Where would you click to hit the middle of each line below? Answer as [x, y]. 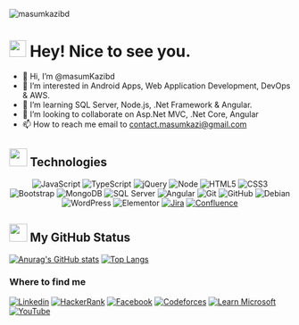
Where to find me [48, 282]
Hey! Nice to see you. [111, 51]
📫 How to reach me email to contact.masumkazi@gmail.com [134, 124]
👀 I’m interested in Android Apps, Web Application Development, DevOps [156, 86]
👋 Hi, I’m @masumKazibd [69, 76]
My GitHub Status [80, 238]
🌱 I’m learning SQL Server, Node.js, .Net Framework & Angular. [137, 104]
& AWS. [36, 95]
